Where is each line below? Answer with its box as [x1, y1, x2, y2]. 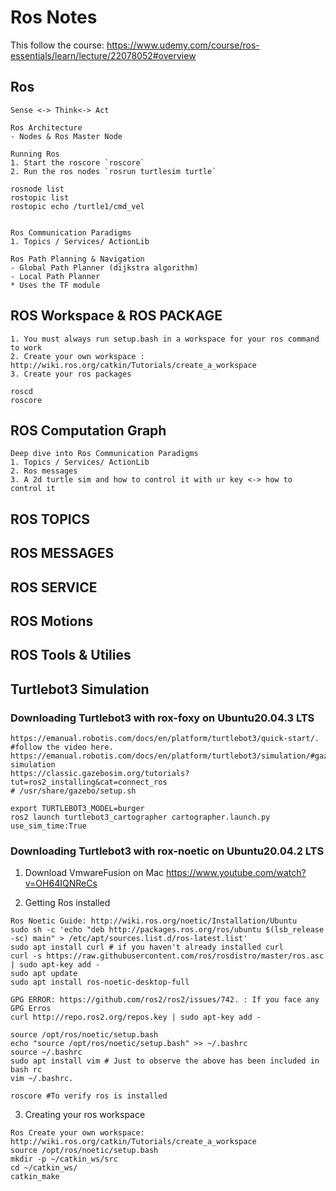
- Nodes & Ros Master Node [10, 131, 123, 141]
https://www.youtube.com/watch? [166, 867, 307, 879]
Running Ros [10, 149, 60, 159]
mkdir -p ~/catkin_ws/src [10, 1154, 118, 1165]
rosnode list [10, 184, 65, 194]
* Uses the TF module [10, 280, 101, 290]
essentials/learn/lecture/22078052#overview [10, 49, 197, 61]
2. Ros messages [10, 466, 78, 476]
